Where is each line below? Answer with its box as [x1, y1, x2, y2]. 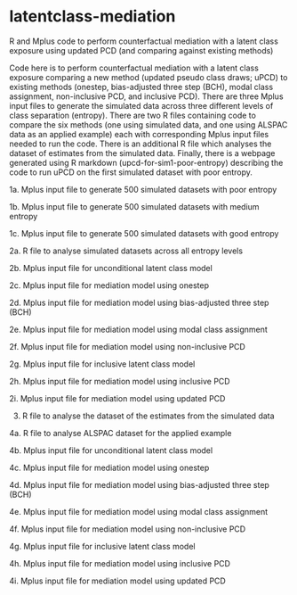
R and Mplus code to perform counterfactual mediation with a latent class [9, 36, 278, 46]
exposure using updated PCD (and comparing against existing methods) [9, 45, 274, 55]
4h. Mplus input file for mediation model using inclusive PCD [9, 558, 231, 568]
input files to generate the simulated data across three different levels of [9, 100, 274, 111]
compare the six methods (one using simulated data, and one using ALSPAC [9, 119, 288, 130]
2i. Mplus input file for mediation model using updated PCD [9, 393, 226, 403]
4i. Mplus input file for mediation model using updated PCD [9, 575, 227, 586]
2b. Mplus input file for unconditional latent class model [9, 262, 213, 273]
